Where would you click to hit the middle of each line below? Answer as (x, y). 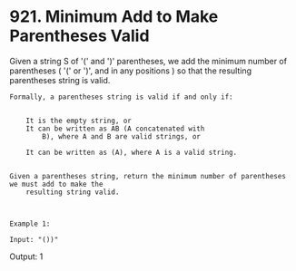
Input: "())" (34, 239)
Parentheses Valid (79, 36)
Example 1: (30, 224)
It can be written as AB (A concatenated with (115, 129)
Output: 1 (26, 256)
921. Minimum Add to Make (114, 17)
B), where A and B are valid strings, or (122, 136)
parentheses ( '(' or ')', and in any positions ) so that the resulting (131, 71)
